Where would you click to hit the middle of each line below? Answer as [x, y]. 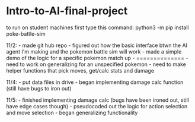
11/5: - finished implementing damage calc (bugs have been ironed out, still [98, 100]
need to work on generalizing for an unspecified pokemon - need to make [96, 64]
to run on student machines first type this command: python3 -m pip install [97, 27]
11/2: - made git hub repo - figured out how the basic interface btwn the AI [97, 45]
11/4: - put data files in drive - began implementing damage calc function [95, 82]
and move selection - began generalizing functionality [72, 112]
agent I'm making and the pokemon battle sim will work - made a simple [94, 51]
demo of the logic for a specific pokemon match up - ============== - [97, 58]
